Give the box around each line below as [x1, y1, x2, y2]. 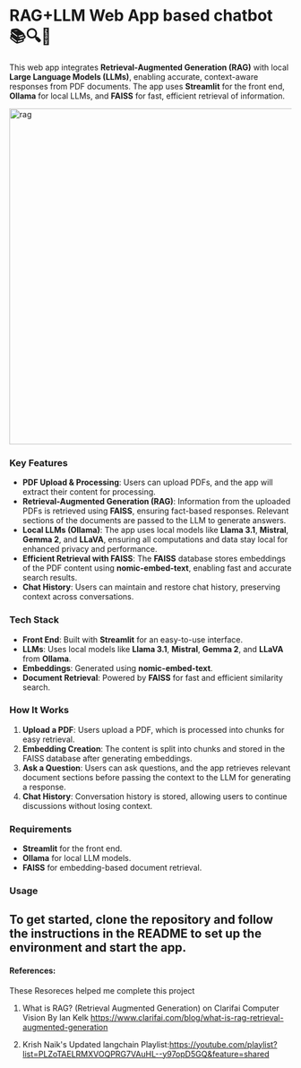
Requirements [9, 823, 73, 835]
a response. [21, 781, 67, 792]
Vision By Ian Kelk [21, 1012, 90, 1022]
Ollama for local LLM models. [21, 853, 132, 864]
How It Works [9, 704, 70, 717]
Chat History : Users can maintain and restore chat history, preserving [21, 581, 280, 592]
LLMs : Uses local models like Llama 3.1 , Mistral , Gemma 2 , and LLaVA [21, 643, 284, 654]
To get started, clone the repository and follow [9, 912, 273, 927]
